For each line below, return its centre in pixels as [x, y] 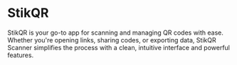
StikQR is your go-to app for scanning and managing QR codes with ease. [116, 32]
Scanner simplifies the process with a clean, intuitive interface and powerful [118, 47]
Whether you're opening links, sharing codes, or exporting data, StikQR [112, 40]
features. [21, 55]
